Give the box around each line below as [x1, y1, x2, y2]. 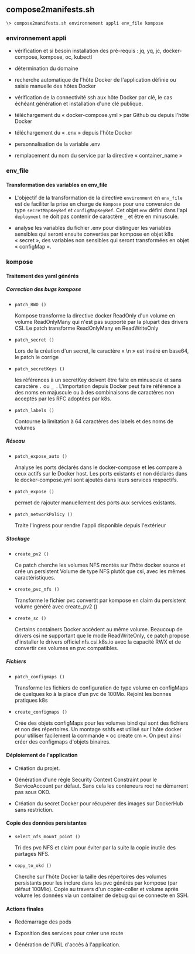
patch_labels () [14, 407, 54, 413]
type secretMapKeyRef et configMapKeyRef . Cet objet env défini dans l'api [14, 207, 187, 214]
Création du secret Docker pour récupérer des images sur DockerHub [14, 799, 183, 807]
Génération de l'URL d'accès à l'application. [14, 941, 121, 948]
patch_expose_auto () [14, 453, 67, 459]
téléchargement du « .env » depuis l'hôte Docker [14, 129, 133, 136]
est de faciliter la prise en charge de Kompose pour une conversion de [14, 200, 180, 207]
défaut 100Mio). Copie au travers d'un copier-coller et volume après [14, 886, 179, 893]
